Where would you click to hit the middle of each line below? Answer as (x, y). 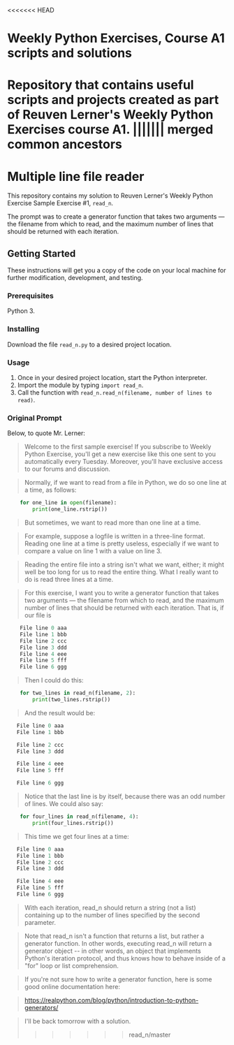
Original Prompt (35, 418)
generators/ (41, 1007)
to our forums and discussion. (67, 469)
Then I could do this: (54, 680)
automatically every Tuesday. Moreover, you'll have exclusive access (124, 462)
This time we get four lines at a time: (76, 836)
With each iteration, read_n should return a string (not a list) (110, 907)
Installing (23, 329)
